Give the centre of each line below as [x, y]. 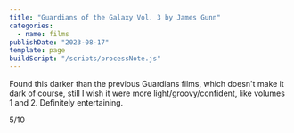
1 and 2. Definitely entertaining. [66, 102]
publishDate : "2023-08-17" [59, 42]
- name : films [43, 34]
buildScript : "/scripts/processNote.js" [86, 59]
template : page [37, 51]
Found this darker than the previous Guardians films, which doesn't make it [147, 84]
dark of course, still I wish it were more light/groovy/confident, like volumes [147, 93]
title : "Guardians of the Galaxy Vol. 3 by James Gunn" [115, 17]
